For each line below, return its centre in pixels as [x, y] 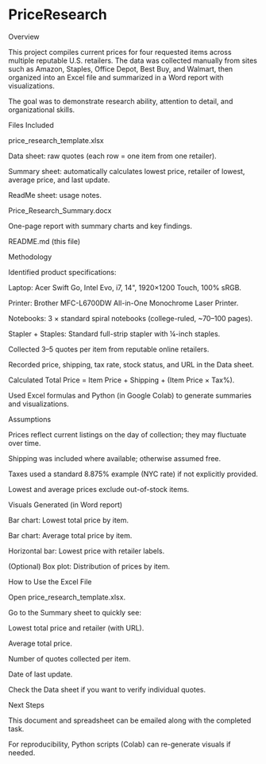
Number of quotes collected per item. [69, 658]
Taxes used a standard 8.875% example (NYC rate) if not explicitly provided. [133, 474]
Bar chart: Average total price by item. [70, 535]
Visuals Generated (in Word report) [66, 504]
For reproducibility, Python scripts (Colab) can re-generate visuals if [120, 744]
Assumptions [30, 419]
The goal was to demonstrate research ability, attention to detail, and [121, 101]
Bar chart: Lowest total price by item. [69, 520]
